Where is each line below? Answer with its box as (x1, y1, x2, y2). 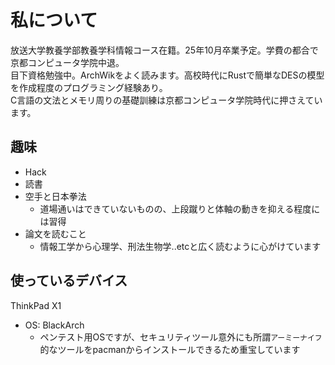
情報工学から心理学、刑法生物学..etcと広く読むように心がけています (39, 240, 322, 252)
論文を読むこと (24, 227, 87, 240)
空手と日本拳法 (24, 190, 87, 202)
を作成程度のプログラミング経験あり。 (10, 81, 168, 93)
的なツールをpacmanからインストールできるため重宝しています (39, 343, 301, 355)
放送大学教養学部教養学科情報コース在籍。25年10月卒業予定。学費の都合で (10, 44, 319, 56)
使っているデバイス (10, 272, 128, 290)
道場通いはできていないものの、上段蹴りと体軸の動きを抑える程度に (39, 202, 321, 215)
